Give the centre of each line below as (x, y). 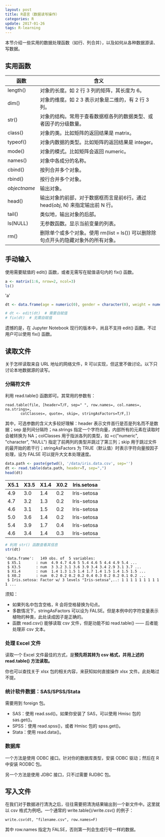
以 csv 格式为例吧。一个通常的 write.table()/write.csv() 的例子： (69, 810)
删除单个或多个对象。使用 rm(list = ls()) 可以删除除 (98, 233)
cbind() (16, 170)
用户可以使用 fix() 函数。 (30, 334)
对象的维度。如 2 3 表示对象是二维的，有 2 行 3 (95, 100)
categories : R (20, 19)
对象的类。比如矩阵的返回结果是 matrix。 (87, 133)
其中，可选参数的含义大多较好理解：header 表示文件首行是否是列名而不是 (80, 423)
